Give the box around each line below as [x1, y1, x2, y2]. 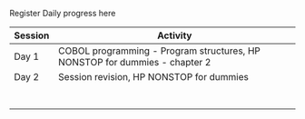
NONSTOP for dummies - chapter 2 [58, 56, 212, 68]
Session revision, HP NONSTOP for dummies [58, 71, 250, 83]
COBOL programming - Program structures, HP [58, 45, 261, 57]
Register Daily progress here [9, 8, 116, 18]
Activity [157, 29, 192, 42]
